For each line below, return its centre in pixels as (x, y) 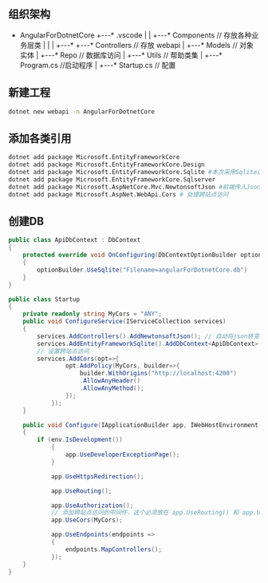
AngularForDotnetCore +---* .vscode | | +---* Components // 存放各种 (136, 35)
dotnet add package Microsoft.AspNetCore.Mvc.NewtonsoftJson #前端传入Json (134, 187)
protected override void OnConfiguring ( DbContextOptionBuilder (130, 255)
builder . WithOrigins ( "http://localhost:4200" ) (158, 374)
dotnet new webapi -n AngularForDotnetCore (82, 111)
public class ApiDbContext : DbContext (75, 240)
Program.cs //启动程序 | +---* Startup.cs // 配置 (98, 65)
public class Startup (44, 299)
